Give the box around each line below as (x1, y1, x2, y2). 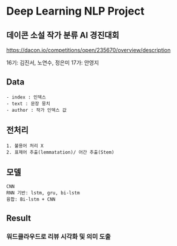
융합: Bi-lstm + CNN (6, 196, 56, 203)
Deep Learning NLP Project (6, 4, 145, 18)
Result (6, 213, 32, 223)
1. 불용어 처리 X (6, 143, 44, 149)
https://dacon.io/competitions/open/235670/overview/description (6, 47, 171, 53)
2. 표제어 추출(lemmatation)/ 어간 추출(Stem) (6, 149, 115, 155)
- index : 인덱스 (6, 94, 47, 100)
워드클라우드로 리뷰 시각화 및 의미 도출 (6, 232, 111, 241)
